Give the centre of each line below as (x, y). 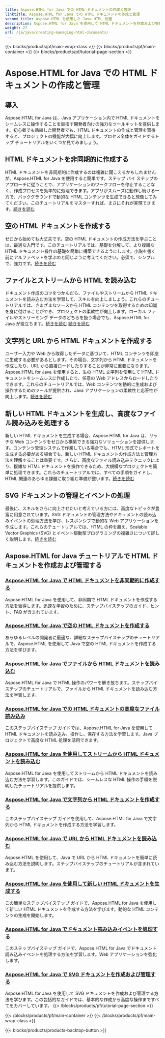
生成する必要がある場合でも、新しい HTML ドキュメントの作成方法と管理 (79, 454)
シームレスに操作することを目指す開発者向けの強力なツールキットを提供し (80, 124)
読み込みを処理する (41, 423)
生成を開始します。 (37, 915)
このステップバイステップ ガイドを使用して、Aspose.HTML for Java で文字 (81, 819)
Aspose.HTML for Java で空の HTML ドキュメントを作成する (77, 626)
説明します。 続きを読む (33, 539)
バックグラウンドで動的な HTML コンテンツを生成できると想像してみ (87, 197)
